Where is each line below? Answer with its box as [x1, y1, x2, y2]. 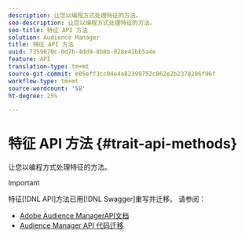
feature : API [8, 56, 51, 64]
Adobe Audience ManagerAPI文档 [19, 211, 130, 221]
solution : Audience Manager [8, 33, 101, 42]
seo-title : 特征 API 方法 [8, 26, 89, 34]
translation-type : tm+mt [8, 63, 90, 71]
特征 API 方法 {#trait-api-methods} [8, 135, 238, 153]
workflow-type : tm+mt [8, 77, 79, 85]
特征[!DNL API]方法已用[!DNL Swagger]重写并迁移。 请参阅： [8, 194, 207, 204]
